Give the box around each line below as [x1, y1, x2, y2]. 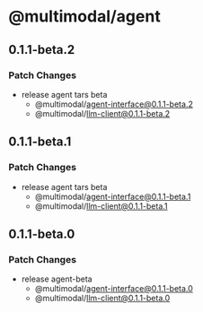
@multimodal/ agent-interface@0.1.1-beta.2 [34, 99, 194, 109]
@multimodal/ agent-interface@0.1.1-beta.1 [34, 191, 191, 202]
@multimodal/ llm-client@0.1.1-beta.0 [34, 293, 171, 304]
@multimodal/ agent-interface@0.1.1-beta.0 [34, 283, 194, 294]
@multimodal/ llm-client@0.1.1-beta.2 [34, 108, 171, 118]
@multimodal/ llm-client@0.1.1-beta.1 [34, 200, 168, 212]
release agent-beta [21, 273, 93, 284]
